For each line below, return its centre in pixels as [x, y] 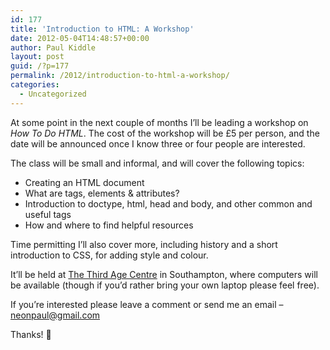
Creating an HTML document [84, 182]
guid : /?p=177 [40, 66]
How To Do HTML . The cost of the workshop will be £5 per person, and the [165, 133]
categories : [35, 85]
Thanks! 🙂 [31, 334]
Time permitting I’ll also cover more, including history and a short [144, 244]
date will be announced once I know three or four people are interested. [158, 143]
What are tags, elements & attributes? [102, 193]
